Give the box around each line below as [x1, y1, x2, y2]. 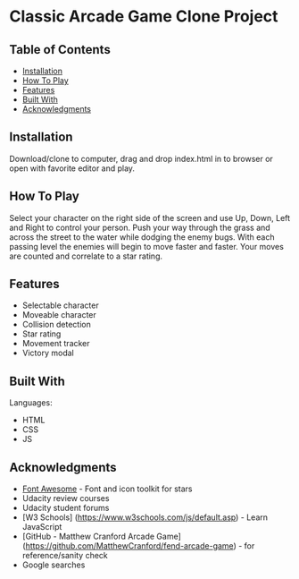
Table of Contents [9, 42, 112, 57]
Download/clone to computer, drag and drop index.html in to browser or [9, 153, 274, 164]
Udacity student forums [21, 503, 110, 514]
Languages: [9, 397, 53, 408]
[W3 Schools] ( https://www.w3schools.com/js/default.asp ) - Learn [21, 512, 269, 523]
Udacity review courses [21, 493, 110, 504]
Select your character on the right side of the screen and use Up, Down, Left [9, 212, 291, 223]
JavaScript [21, 522, 62, 532]
